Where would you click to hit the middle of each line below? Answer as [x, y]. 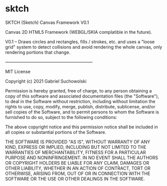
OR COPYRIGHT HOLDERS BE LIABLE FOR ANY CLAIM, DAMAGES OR [77, 163]
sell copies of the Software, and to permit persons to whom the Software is [82, 112]
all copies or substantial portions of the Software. [56, 132]
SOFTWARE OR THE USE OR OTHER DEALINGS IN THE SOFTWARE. [75, 179]
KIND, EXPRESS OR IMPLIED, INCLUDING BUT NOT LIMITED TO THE [76, 147]
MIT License [18, 71]
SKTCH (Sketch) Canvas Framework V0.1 [47, 22]
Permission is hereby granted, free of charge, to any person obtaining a [79, 91]
